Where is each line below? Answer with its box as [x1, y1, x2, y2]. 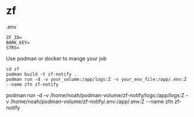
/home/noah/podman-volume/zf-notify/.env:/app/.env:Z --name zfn [10, 98, 174, 105]
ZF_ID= [6, 34, 22, 40]
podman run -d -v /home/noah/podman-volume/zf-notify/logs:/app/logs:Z [6, 91, 185, 98]
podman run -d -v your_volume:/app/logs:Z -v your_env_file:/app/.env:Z [6, 76, 187, 82]
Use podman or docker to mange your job [6, 55, 107, 62]
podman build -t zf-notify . [6, 71, 77, 77]
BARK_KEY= [6, 40, 30, 45]
